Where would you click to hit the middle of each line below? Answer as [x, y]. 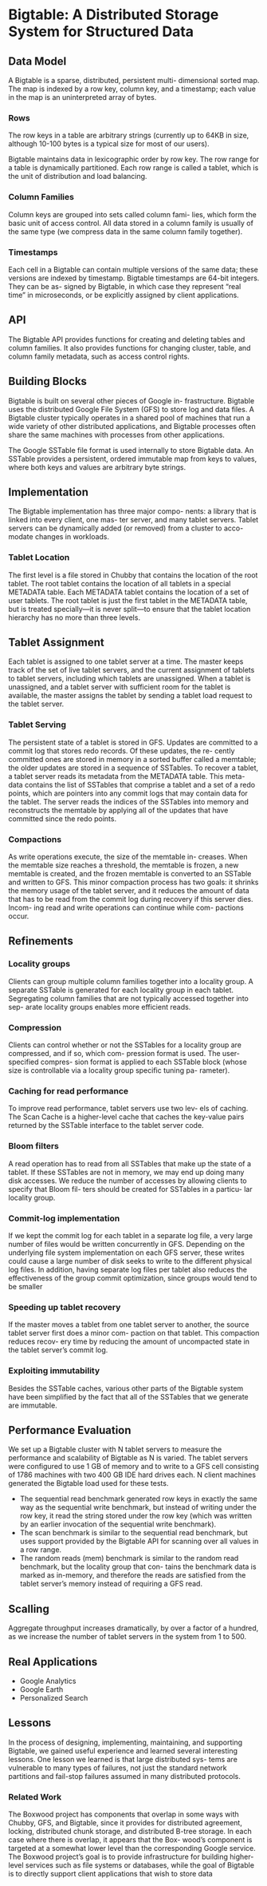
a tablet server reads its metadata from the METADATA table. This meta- [127, 776]
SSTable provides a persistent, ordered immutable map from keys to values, [133, 459]
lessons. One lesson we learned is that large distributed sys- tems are [123, 1759]
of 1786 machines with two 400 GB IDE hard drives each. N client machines [132, 1475]
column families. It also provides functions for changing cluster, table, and [130, 347]
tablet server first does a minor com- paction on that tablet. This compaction [134, 1333]
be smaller [26, 1286]
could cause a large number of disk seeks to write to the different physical [130, 1261]
